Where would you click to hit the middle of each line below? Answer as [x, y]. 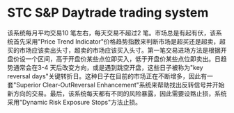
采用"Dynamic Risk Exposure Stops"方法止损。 [74, 102]
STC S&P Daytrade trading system [108, 13]
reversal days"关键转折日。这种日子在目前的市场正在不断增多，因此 [104, 76]
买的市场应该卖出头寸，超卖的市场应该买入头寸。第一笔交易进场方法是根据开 [117, 50]
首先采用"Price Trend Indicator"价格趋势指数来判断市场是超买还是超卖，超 [119, 41]
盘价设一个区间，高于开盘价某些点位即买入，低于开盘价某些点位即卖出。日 [114, 59]
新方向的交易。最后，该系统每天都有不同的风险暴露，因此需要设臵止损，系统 [117, 93]
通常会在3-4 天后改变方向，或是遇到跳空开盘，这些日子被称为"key [108, 67]
